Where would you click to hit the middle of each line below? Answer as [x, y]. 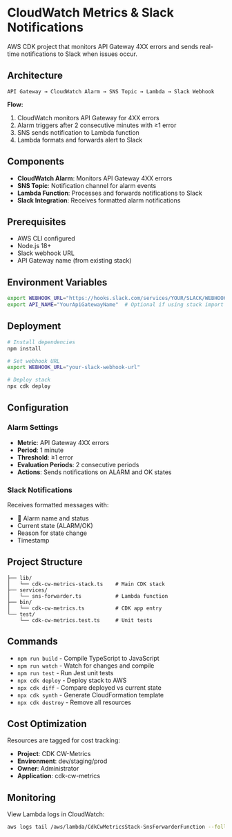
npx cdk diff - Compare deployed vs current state [89, 687]
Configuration [38, 408]
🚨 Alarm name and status [53, 518]
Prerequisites [37, 222]
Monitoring [32, 797]
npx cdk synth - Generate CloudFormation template [90, 695]
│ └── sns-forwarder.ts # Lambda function [88, 596]
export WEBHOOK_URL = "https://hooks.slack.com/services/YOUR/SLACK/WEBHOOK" [118, 299]
